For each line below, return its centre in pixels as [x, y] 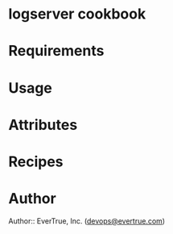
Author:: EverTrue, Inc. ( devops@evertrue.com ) [87, 221]
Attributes [43, 125]
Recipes [36, 161]
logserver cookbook [77, 14]
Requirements [56, 51]
